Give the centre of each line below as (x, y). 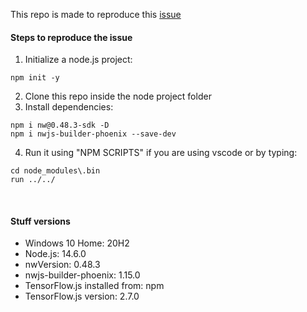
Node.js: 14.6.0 (55, 254)
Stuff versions (40, 221)
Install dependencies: (69, 107)
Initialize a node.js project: (78, 60)
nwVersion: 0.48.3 (62, 265)
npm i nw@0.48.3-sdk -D (60, 125)
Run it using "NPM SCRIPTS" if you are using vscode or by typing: (161, 153)
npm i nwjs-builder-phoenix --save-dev (93, 134)
